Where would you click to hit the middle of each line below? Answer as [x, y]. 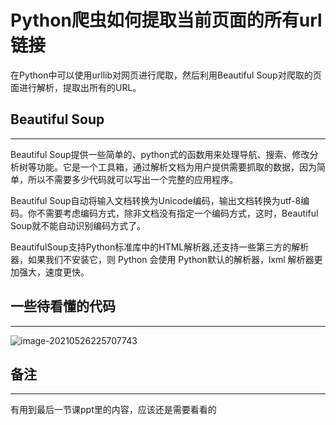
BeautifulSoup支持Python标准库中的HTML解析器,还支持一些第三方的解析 [160, 247]
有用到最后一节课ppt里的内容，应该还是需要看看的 [113, 410]
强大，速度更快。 [54, 272]
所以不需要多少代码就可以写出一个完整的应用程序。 [132, 179]
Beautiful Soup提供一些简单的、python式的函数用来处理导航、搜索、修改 [160, 154]
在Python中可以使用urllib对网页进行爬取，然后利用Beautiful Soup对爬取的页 [166, 75]
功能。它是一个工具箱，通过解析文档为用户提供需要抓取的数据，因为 [176, 167]
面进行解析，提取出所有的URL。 [76, 87]
